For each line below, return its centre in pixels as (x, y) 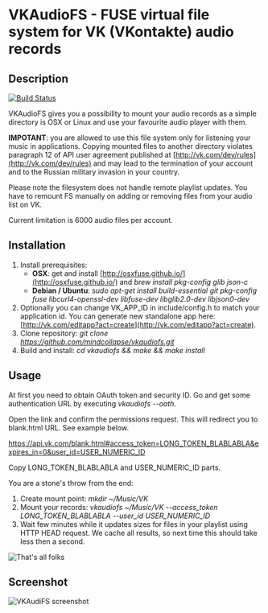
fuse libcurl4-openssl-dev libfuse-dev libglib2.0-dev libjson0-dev (140, 298)
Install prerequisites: (54, 265)
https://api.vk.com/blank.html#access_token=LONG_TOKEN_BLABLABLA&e (134, 443)
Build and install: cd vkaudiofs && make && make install (112, 350)
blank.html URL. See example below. (69, 427)
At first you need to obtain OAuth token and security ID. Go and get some (130, 395)
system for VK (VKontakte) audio (122, 32)
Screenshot (38, 582)
